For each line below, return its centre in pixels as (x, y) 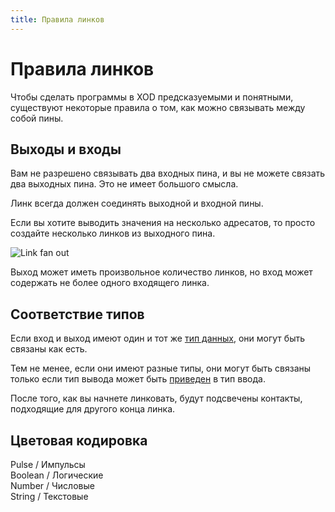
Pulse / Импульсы (48, 464)
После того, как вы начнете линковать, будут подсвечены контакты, (156, 398)
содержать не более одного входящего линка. (110, 283)
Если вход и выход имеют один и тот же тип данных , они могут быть (158, 338)
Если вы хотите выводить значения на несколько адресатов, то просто (163, 223)
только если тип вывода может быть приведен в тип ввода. (138, 379)
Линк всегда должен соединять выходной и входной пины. (137, 203)
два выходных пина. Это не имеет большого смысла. (124, 184)
